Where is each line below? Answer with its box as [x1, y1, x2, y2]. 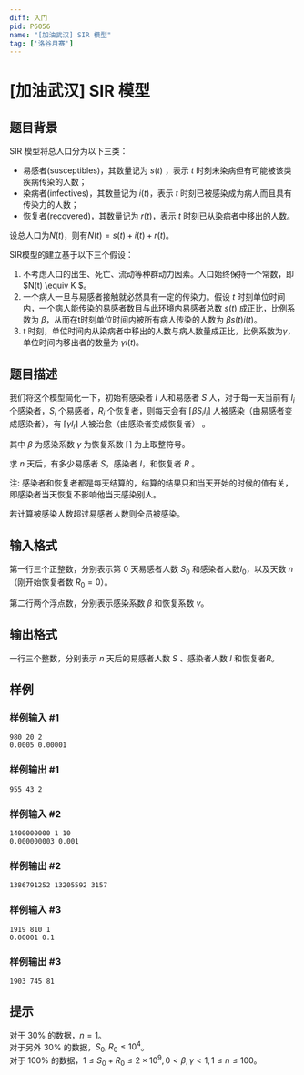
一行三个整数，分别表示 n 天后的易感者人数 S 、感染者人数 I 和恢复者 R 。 [9, 652, 279, 663]
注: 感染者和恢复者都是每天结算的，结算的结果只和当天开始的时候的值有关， [9, 477, 293, 488]
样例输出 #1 [9, 763, 59, 776]
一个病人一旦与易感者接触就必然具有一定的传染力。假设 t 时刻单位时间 [22, 292, 286, 302]
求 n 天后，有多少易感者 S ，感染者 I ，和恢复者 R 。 [9, 458, 200, 469]
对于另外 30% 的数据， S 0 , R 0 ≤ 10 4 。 [9, 1039, 149, 1055]
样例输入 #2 [9, 807, 62, 820]
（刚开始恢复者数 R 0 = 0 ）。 [9, 577, 113, 589]
